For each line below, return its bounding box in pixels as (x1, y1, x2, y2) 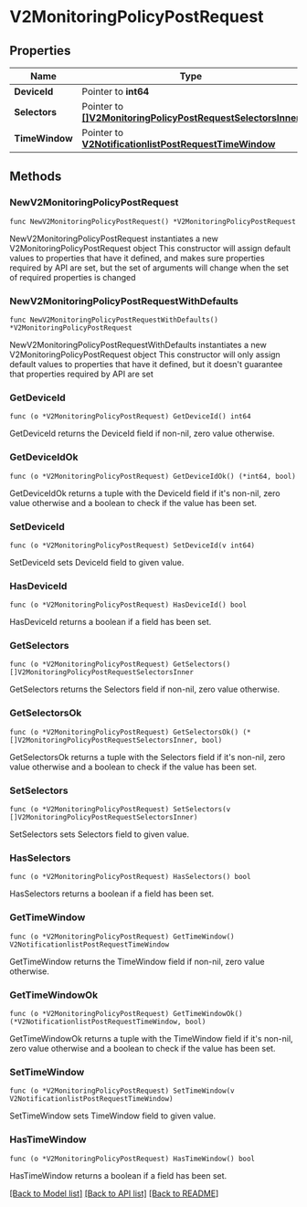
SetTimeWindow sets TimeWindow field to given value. (9, 1110, 217, 1121)
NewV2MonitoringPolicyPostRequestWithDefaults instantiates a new (9, 339, 267, 350)
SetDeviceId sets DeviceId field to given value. (9, 556, 185, 567)
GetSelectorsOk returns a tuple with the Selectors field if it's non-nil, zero (9, 751, 286, 762)
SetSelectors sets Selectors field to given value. (9, 829, 190, 840)
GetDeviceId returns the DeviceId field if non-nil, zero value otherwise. (9, 428, 275, 439)
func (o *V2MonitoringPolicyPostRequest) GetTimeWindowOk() (9, 1009, 244, 1018)
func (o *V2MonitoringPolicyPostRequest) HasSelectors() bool (9, 873, 251, 882)
